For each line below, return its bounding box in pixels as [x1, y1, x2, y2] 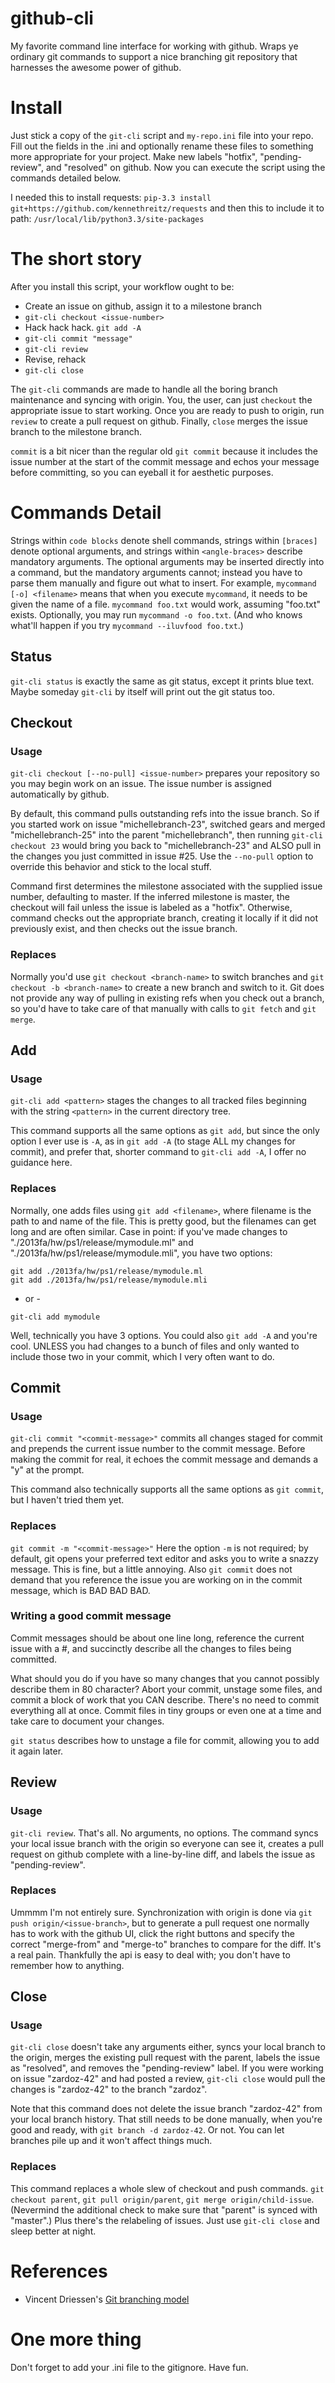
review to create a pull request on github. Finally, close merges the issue [10, 415, 308, 427]
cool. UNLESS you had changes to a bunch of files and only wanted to [10, 1340, 300, 1352]
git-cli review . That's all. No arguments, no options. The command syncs [10, 1827, 319, 1839]
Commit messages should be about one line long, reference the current [10, 1632, 305, 1644]
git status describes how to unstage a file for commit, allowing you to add [10, 1734, 320, 1746]
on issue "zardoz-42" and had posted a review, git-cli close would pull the [10, 2073, 326, 2085]
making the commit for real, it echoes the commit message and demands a [10, 1453, 319, 1466]
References [10, 2260, 108, 2282]
